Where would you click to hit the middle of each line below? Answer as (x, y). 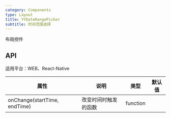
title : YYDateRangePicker (33, 19)
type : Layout (19, 15)
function (136, 103)
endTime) (20, 106)
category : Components (28, 10)
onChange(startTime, (33, 100)
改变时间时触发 (100, 100)
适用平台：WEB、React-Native (37, 69)
